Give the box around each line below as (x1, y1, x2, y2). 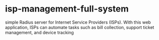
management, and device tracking (5, 29, 74, 35)
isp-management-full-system (5, 3, 129, 14)
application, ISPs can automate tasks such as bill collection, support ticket (5, 24, 155, 30)
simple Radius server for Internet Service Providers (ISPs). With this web (5, 19, 151, 25)
